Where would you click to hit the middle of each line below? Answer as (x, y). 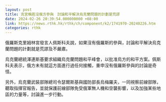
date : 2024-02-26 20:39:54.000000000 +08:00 (52, 19)
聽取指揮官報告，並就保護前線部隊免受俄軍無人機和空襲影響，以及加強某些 (81, 88)
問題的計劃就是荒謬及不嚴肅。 (40, 49)
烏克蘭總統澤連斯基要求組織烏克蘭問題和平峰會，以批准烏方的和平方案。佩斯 (83, 59)
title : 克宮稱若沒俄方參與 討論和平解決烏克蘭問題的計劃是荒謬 (62, 14)
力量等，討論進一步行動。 (40, 95)
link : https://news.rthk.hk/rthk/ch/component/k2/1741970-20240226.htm (80, 23)
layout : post (19, 10)
